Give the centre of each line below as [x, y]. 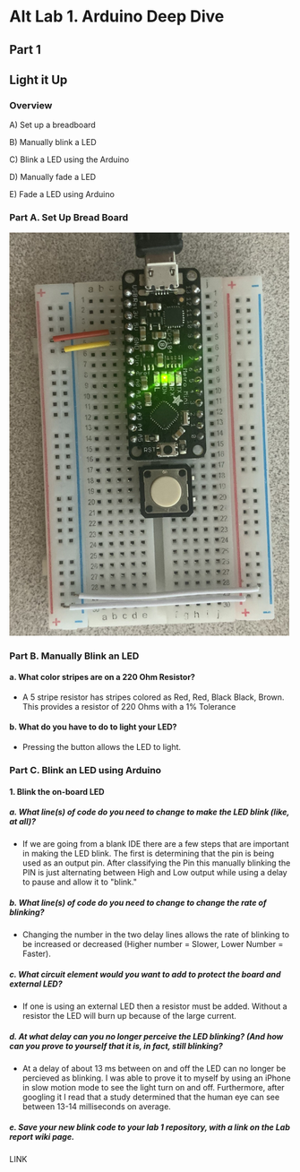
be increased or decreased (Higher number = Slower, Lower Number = [153, 944]
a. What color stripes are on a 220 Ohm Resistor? [102, 677]
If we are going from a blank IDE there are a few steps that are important [155, 844]
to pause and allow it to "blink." [79, 882]
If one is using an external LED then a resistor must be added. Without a [155, 1006]
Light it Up [39, 79]
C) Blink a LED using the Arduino [69, 159]
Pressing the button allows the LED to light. [102, 747]
